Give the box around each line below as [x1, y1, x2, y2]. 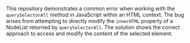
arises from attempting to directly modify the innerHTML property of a [6, 18, 173, 24]
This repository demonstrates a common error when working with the [6, 5, 175, 12]
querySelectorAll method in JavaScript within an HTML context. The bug [6, 11, 185, 18]
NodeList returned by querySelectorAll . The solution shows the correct [6, 24, 180, 31]
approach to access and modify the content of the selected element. [6, 30, 173, 37]
